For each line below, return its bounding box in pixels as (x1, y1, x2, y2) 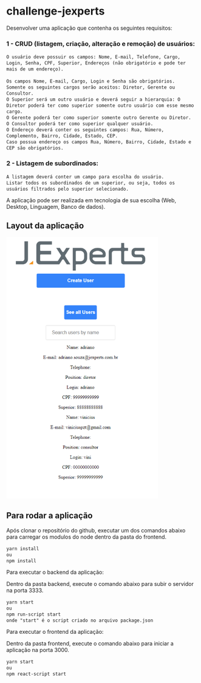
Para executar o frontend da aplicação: (6, 628, 104, 635)
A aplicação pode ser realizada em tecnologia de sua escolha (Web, (6, 196, 177, 204)
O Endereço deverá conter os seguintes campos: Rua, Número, (6, 127, 165, 133)
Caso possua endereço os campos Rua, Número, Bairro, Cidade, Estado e (6, 139, 191, 145)
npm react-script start (6, 671, 67, 677)
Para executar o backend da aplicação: (6, 568, 104, 576)
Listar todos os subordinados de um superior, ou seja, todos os (6, 180, 175, 186)
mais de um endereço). (6, 66, 64, 72)
